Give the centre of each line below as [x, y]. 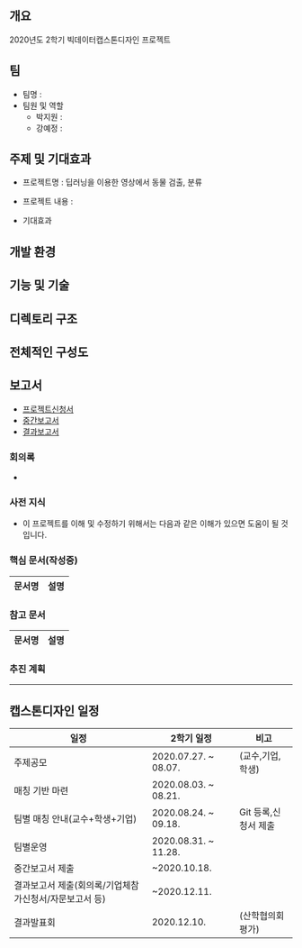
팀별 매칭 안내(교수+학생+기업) [75, 819]
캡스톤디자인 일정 [54, 711]
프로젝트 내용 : [48, 202]
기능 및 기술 [40, 285]
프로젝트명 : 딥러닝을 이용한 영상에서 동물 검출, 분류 [112, 182]
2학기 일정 [191, 739]
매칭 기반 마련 [41, 791]
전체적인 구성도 [49, 352]
